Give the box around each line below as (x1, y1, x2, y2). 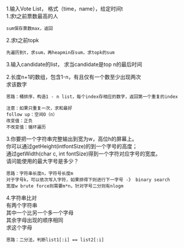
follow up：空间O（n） (6, 112, 58, 117)
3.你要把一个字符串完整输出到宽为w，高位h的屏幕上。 (6, 135, 138, 142)
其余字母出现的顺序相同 (6, 217, 63, 224)
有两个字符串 (6, 202, 37, 209)
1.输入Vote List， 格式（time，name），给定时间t (6, 5, 123, 12)
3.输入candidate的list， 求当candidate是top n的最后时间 (6, 61, 143, 68)
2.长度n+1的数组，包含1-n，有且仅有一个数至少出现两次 (6, 74, 141, 80)
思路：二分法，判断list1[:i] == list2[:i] (6, 237, 105, 243)
